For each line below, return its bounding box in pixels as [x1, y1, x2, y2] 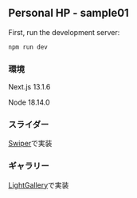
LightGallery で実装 [8, 180, 69, 190]
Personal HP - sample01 [8, 6, 129, 20]
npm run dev [8, 43, 48, 51]
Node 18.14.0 [8, 97, 50, 107]
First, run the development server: [8, 27, 120, 37]
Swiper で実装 [8, 139, 53, 148]
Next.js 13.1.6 [8, 81, 51, 91]
